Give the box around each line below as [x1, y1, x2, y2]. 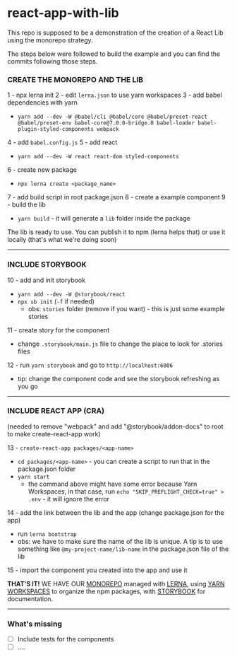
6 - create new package [7, 165, 78, 174]
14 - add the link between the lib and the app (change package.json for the [7, 508, 224, 517]
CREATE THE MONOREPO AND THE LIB [7, 74, 143, 84]
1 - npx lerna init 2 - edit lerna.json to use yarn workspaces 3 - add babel [7, 91, 222, 100]
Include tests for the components [17, 635, 114, 644]
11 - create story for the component [7, 325, 110, 334]
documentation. [7, 594, 54, 603]
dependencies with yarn [7, 98, 78, 107]
